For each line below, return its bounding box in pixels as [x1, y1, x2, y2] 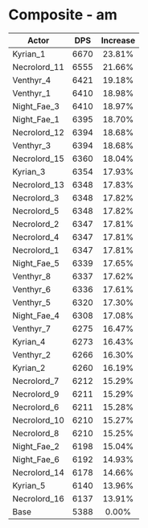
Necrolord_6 [12, 401, 60, 412]
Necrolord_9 [12, 388, 60, 399]
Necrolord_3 [12, 192, 60, 203]
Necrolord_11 [12, 61, 64, 72]
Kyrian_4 [12, 336, 46, 347]
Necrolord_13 [12, 179, 64, 190]
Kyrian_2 [12, 362, 46, 373]
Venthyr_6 [12, 283, 51, 295]
